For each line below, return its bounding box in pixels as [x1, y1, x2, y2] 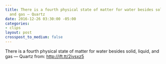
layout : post [5, 30, 32, 35]
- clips [5, 26, 21, 31]
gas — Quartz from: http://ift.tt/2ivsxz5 [5, 53, 84, 59]
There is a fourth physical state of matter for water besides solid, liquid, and [5, 48, 160, 54]
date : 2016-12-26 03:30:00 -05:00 [5, 16, 77, 21]
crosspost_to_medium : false [5, 35, 63, 40]
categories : [5, 21, 30, 26]
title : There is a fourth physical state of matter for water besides [5, 7, 154, 12]
